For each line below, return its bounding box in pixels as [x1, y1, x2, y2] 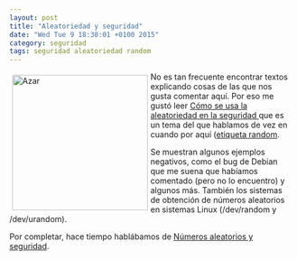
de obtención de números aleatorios [150, 195, 285, 206]
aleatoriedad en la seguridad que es [150, 110, 284, 121]
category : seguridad [9, 38, 88, 48]
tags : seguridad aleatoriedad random [9, 47, 152, 56]
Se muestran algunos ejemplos [150, 146, 265, 158]
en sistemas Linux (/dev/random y [150, 204, 277, 215]
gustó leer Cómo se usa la [150, 100, 248, 111]
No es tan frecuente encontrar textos [150, 71, 289, 82]
